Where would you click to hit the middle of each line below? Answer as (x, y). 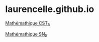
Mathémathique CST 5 (28, 23)
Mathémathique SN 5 (26, 34)
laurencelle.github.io (50, 9)
